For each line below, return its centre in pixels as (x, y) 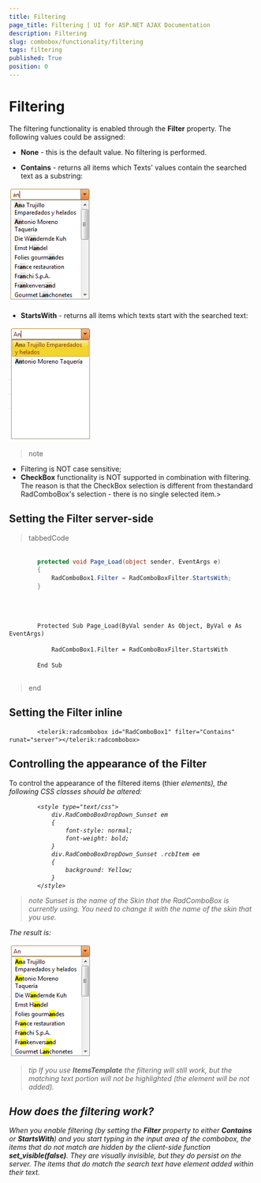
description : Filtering (48, 33)
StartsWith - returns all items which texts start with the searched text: (134, 315)
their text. (24, 1173)
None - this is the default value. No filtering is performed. (114, 152)
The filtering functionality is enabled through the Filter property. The (120, 128)
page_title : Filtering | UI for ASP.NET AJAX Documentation (110, 25)
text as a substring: (52, 176)
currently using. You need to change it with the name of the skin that (140, 908)
